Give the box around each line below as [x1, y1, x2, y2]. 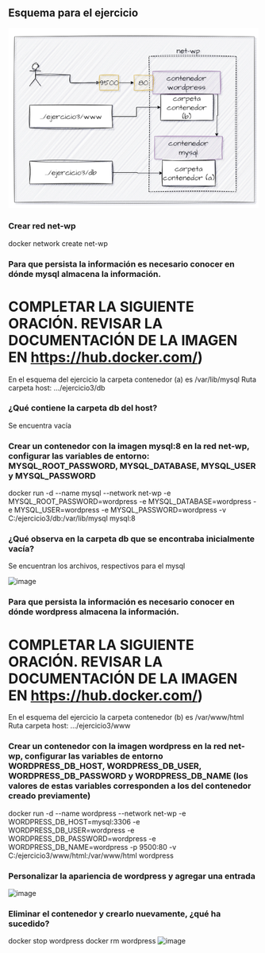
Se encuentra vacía [8, 421, 71, 430]
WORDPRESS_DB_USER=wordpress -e [8, 825, 135, 835]
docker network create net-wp [8, 238, 109, 248]
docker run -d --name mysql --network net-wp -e [8, 488, 171, 498]
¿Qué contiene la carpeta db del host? [8, 402, 158, 413]
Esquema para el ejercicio [8, 6, 139, 20]
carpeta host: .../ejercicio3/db [8, 382, 106, 392]
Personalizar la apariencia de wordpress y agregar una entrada [8, 870, 255, 882]
